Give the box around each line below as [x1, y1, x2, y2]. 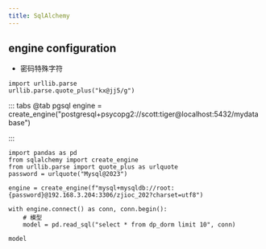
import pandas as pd [8, 149, 78, 157]
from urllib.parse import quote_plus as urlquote [8, 163, 179, 171]
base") [8, 118, 31, 128]
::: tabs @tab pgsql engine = [8, 101, 102, 111]
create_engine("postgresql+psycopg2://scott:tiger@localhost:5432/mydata [8, 109, 260, 119]
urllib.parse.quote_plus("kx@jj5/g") [8, 87, 135, 95]
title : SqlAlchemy [8, 11, 70, 20]
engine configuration [8, 42, 117, 55]
